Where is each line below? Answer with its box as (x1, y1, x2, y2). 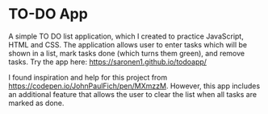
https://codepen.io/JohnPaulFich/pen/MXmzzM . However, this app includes (8, 81, 261, 91)
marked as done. (8, 98, 65, 108)
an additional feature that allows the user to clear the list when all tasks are (8, 89, 257, 99)
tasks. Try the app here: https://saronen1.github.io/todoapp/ (8, 57, 207, 67)
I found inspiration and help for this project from (8, 72, 168, 82)
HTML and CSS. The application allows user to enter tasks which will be (8, 39, 248, 49)
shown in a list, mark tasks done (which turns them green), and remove (8, 48, 245, 58)
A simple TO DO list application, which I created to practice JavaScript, (8, 31, 244, 41)
